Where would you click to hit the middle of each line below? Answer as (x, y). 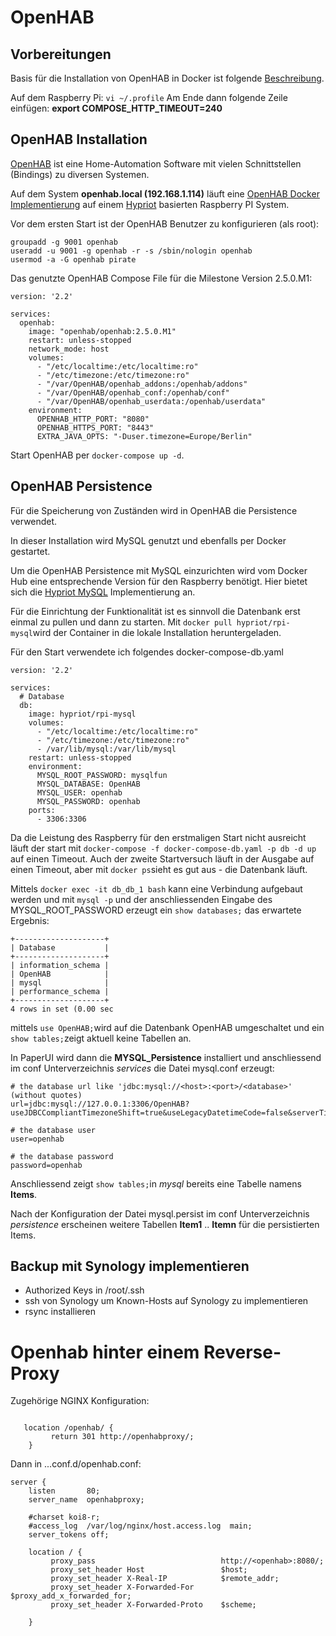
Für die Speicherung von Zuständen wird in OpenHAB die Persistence (154, 510)
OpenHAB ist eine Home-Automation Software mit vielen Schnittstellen (156, 163)
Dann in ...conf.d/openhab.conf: (76, 1464)
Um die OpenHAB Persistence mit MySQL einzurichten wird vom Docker (159, 570)
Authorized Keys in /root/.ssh (84, 1290)
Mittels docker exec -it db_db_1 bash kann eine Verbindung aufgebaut (156, 888)
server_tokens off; (69, 1535)
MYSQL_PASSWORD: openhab (88, 801)
